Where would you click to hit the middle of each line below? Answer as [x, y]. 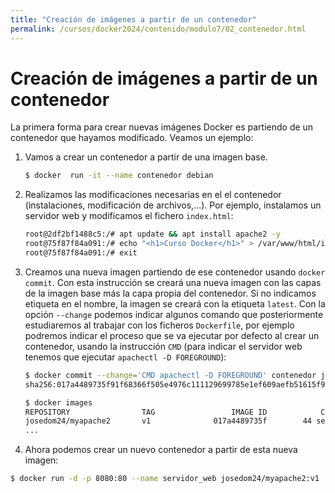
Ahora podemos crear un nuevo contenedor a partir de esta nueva [161, 450]
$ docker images [58, 402]
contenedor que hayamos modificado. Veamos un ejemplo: [132, 138]
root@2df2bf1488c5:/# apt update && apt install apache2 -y [152, 234]
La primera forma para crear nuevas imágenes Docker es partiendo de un [162, 127]
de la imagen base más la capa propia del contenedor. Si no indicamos [170, 293]
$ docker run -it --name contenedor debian [119, 176]
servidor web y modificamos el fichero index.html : [129, 216]
